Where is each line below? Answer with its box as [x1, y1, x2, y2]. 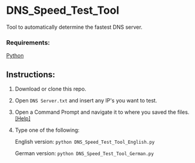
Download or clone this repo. [14, 85, 87, 93]
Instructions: [6, 70, 56, 80]
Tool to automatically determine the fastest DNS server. [6, 23, 142, 31]
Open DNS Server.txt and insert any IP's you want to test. [14, 97, 157, 104]
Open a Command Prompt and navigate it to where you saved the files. [14, 108, 190, 116]
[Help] [14, 115, 31, 122]
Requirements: [6, 38, 50, 47]
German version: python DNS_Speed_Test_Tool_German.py [14, 150, 154, 157]
